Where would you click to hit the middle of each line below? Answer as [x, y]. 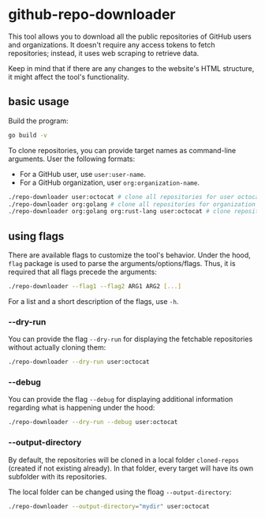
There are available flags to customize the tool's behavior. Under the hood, [129, 255]
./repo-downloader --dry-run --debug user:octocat [93, 422]
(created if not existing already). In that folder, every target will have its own [131, 468]
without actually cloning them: [57, 347]
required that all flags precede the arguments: [83, 272]
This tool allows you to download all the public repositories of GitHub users [130, 36]
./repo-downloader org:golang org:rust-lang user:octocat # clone [119, 212]
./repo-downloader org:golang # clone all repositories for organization [132, 204]
